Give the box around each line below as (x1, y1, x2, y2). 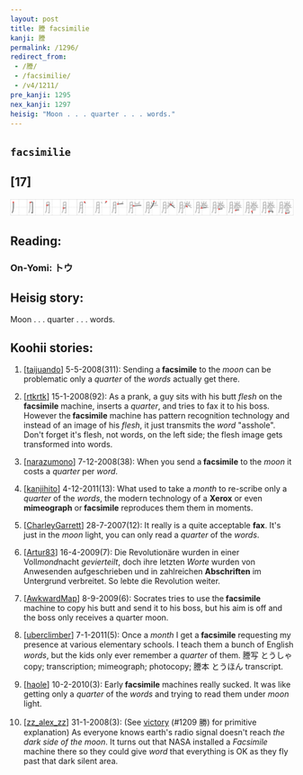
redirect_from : (10, 52, 67, 62)
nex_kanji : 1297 (10, 100, 71, 109)
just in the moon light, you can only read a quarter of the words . (22, 529, 260, 540)
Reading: (10, 233, 62, 248)
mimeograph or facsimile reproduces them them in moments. (22, 502, 254, 513)
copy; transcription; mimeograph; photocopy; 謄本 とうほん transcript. (22, 662, 284, 672)
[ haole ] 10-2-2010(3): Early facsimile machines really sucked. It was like (22, 680, 291, 690)
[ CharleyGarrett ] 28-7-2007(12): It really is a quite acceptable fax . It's (22, 520, 281, 531)
